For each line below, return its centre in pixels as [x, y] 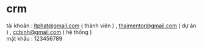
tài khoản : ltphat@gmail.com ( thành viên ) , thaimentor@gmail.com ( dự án [101, 26]
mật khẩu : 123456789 [34, 38]
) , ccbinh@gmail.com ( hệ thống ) [49, 32]
